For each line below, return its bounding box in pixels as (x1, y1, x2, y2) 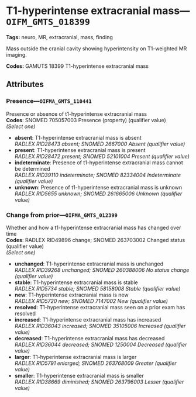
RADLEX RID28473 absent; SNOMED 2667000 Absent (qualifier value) (14, 140, 185, 147)
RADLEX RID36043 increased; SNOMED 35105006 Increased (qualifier (14, 322, 186, 329)
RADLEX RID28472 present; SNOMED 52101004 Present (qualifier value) (14, 153, 190, 160)
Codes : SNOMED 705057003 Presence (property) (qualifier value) (6, 116, 167, 123)
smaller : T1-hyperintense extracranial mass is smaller (14, 372, 145, 379)
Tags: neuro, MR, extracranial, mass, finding (6, 33, 113, 40)
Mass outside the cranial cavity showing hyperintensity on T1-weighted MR (6, 45, 187, 52)
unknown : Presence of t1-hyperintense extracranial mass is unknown (14, 184, 183, 191)
